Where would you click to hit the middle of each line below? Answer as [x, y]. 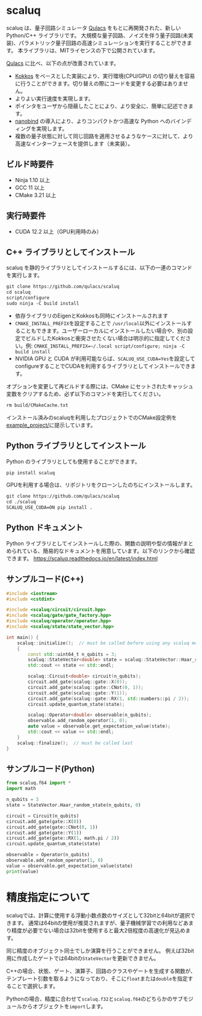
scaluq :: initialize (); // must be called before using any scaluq [103, 643]
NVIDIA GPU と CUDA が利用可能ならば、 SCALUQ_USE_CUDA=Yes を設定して [105, 358]
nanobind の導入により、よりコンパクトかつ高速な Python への [93, 121]
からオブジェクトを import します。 [64, 1006]
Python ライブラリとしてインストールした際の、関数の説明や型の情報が [95, 543]
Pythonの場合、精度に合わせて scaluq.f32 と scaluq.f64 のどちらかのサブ [95, 999]
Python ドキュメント [45, 528]
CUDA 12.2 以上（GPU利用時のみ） [58, 231]
